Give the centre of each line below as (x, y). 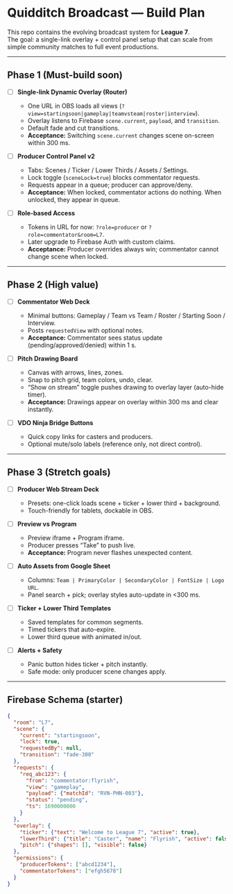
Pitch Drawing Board (48, 358)
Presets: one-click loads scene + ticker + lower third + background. (124, 503)
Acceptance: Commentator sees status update (95, 338)
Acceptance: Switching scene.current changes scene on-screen (121, 135)
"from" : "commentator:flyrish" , (72, 780)
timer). (37, 395)
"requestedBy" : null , (51, 748)
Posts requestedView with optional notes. (86, 330)
